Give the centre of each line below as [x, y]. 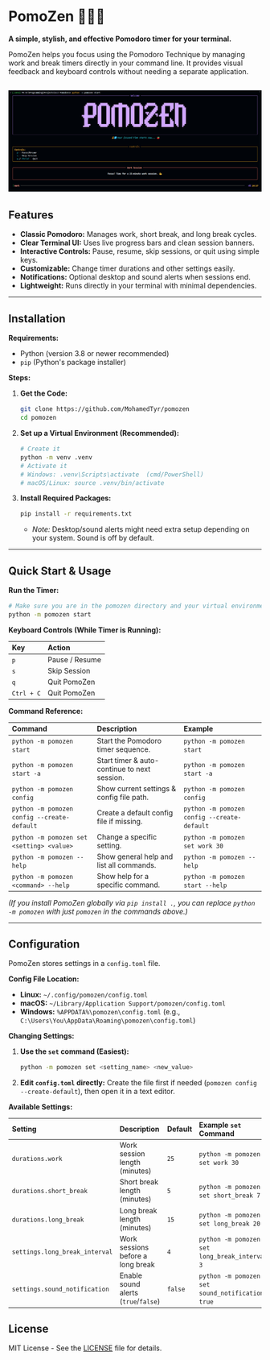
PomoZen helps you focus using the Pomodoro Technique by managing [127, 54]
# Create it [40, 449]
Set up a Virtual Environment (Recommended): [99, 433]
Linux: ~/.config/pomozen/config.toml [84, 995]
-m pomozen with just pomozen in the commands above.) [98, 911]
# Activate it [43, 466]
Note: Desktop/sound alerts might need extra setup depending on [141, 529]
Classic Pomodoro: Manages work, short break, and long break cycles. [138, 234]
